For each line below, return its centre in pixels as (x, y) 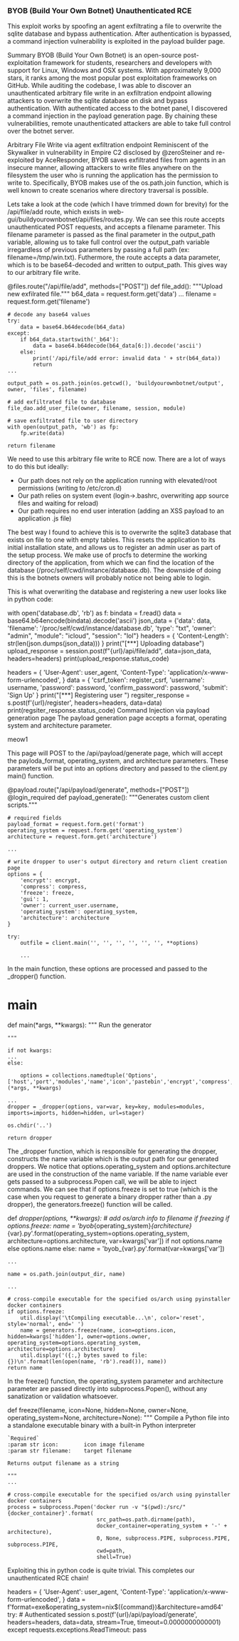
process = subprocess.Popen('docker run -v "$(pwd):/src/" (97, 1507)
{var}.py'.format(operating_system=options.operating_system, (99, 1233)
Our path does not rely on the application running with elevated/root (117, 481)
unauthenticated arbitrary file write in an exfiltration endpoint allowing (110, 93)
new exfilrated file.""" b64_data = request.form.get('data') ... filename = (112, 294)
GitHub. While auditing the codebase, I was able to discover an (100, 86)
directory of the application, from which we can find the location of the (111, 563)
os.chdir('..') (30, 1126)
